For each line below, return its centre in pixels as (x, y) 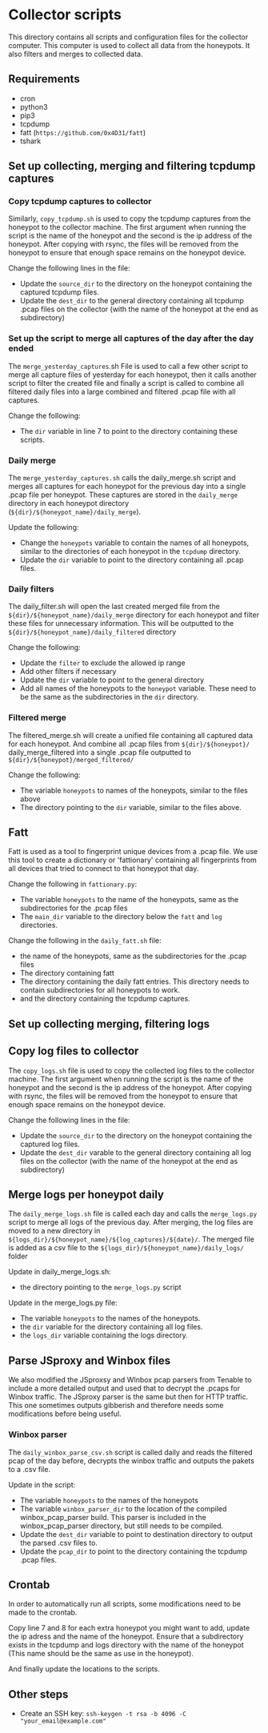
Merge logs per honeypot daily (86, 1195)
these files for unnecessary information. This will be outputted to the (121, 624)
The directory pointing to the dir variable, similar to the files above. (130, 807)
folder (18, 1256)
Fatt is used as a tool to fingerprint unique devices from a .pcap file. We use (133, 852)
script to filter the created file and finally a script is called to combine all (126, 383)
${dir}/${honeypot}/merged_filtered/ (71, 760)
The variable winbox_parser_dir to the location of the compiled (123, 1508)
